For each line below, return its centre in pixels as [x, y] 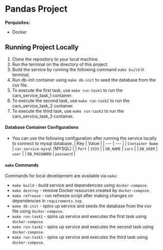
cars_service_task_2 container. [43, 105]
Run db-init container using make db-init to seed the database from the [84, 80]
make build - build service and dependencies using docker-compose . [80, 185]
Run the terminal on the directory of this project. [60, 64]
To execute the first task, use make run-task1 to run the [67, 90]
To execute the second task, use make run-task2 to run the [71, 101]
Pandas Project [36, 9]
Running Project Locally [42, 47]
